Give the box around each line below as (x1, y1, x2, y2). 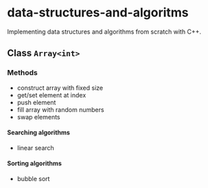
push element (16, 98, 56, 106)
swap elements (16, 113, 60, 121)
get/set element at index (16, 91, 86, 99)
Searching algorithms (7, 128, 71, 137)
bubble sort (16, 175, 50, 183)
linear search (16, 143, 55, 152)
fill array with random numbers (16, 105, 104, 114)
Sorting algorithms (7, 159, 62, 167)
